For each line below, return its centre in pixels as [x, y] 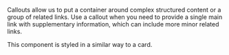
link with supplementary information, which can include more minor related [113, 24]
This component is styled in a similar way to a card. [80, 44]
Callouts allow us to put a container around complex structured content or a [114, 10]
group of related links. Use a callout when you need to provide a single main [115, 17]
